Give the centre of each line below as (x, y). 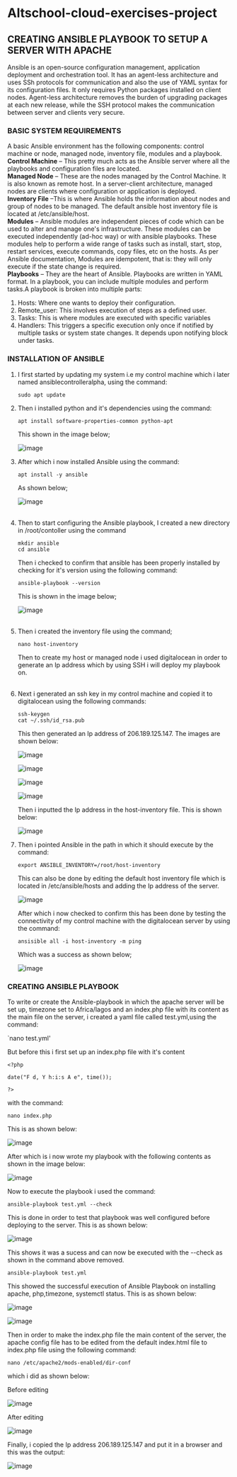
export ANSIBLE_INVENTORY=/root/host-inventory (89, 865)
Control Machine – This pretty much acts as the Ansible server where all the (118, 162)
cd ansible (34, 549)
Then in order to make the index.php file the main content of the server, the (117, 1335)
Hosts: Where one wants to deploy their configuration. (97, 303)
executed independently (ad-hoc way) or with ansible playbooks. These (112, 237)
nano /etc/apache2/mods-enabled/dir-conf (69, 1363)
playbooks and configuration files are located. (74, 169)
